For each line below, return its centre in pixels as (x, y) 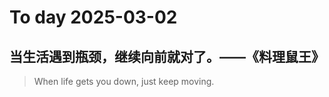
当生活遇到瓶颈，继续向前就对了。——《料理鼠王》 (167, 56)
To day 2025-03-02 (93, 17)
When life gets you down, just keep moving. (124, 81)
